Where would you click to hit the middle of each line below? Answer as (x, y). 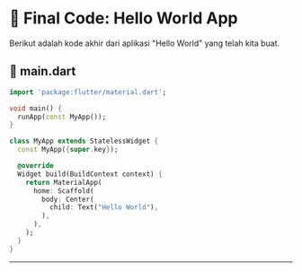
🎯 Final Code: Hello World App (124, 18)
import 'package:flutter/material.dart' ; (88, 92)
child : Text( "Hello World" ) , (104, 207)
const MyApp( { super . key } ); (68, 150)
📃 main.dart (43, 71)
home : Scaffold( (63, 191)
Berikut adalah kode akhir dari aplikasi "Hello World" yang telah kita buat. (145, 43)
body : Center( (68, 199)
